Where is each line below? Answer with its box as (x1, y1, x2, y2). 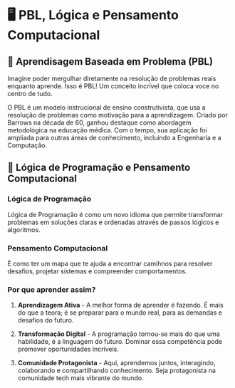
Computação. (7, 141, 48, 150)
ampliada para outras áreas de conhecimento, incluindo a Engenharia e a (7, 134, 222, 142)
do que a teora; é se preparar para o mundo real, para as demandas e (17, 308, 223, 317)
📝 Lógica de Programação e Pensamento (7, 162, 191, 174)
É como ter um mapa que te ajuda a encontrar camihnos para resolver (7, 259, 213, 268)
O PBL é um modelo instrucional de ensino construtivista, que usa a (7, 103, 206, 112)
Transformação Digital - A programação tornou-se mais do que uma (17, 330, 221, 338)
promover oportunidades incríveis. (17, 345, 120, 354)
